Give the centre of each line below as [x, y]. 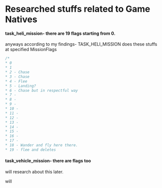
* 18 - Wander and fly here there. [42, 145]
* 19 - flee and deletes [31, 150]
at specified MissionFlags [31, 50]
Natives [21, 19]
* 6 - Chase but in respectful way [42, 90]
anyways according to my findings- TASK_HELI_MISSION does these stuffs [81, 44]
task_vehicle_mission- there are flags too [48, 161]
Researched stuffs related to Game [78, 9]
